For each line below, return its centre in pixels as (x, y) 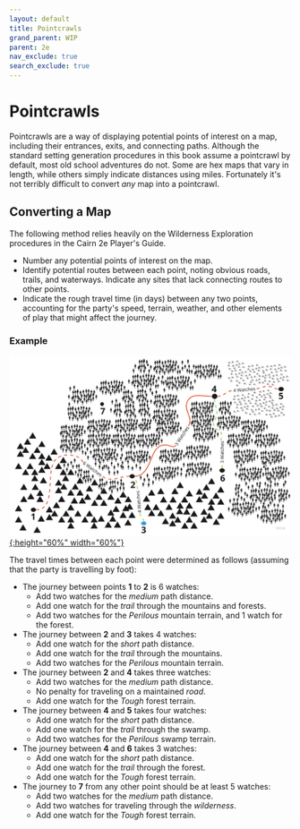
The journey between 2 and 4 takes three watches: (116, 672)
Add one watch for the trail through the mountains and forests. (151, 605)
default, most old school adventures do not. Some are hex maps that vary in (149, 165)
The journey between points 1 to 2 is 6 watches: (111, 586)
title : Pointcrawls (46, 28)
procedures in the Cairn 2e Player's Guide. (88, 243)
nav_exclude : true (43, 57)
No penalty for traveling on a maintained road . (120, 691)
